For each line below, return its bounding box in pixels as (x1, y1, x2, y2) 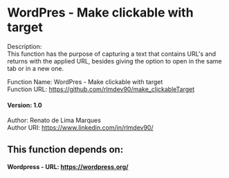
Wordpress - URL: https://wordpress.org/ (7, 163, 129, 171)
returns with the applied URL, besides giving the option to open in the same (7, 57, 222, 65)
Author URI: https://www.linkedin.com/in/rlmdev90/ (7, 123, 154, 132)
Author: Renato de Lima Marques (7, 116, 102, 125)
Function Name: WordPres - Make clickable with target (7, 77, 163, 86)
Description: (7, 42, 42, 50)
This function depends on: (7, 144, 124, 155)
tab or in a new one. (7, 64, 64, 72)
